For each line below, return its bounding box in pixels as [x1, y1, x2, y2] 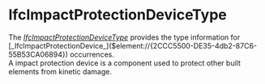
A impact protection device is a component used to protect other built [8, 58, 241, 68]
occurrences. [70, 49, 115, 59]
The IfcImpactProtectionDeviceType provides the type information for [8, 32, 241, 42]
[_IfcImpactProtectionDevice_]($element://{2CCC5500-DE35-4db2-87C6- [8, 40, 258, 50]
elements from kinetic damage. [8, 66, 112, 76]
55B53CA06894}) [8, 49, 69, 59]
